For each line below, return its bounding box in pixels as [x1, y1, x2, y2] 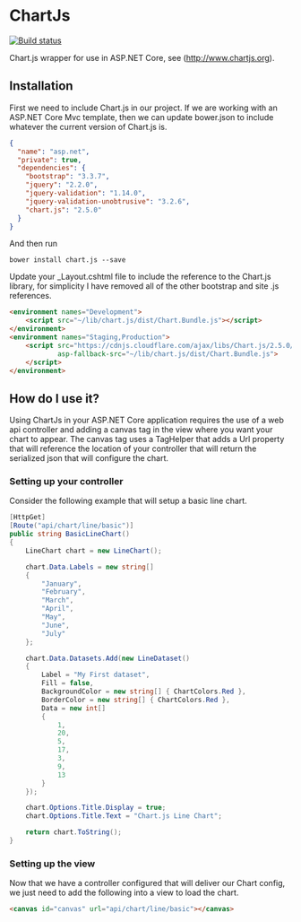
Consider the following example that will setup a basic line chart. [9, 495, 248, 507]
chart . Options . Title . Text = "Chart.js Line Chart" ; [25, 812, 222, 821]
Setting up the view [9, 857, 96, 870]
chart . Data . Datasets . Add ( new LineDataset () [25, 654, 191, 663]
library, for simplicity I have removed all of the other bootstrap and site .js [9, 281, 279, 291]
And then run [9, 239, 58, 249]
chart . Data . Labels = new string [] [25, 562, 154, 571]
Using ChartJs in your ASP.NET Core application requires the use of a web [9, 414, 284, 426]
